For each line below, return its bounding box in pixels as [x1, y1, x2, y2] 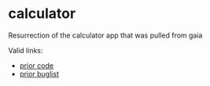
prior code [19, 60, 53, 70]
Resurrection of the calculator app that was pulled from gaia [8, 30, 203, 40]
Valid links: [8, 45, 43, 55]
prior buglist [19, 69, 59, 78]
